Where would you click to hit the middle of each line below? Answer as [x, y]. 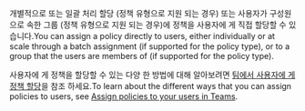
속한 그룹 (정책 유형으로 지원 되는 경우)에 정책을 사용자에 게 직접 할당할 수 [156, 25]
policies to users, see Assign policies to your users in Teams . [124, 96]
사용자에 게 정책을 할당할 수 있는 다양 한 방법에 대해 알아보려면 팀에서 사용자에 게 [152, 75]
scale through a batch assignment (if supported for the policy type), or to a [150, 46]
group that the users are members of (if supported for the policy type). [142, 56]
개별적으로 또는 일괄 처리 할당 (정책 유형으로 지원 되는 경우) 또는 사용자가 [138, 13]
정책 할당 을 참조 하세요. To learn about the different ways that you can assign [151, 86]
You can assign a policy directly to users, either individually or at [154, 36]
